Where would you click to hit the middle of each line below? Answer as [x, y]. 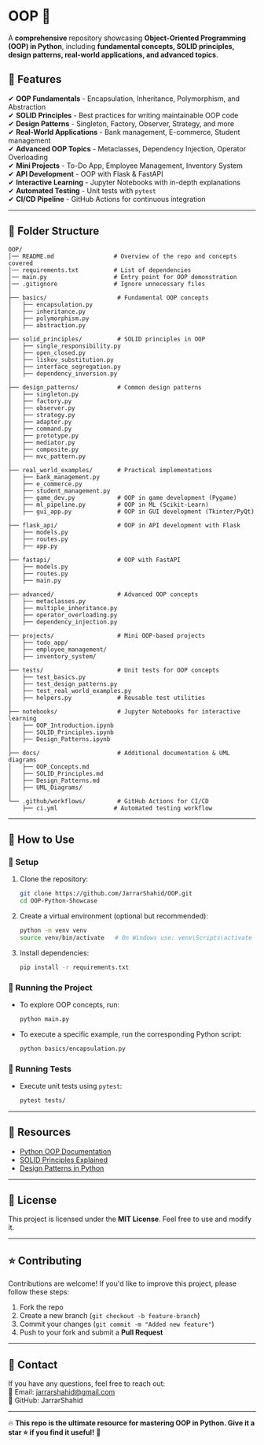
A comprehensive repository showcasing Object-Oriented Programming [127, 38]
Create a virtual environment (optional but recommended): [114, 916]
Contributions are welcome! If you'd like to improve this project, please [123, 1283]
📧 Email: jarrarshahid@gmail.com [62, 1392]
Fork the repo [42, 1307]
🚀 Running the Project [50, 987]
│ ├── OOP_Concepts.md [49, 767]
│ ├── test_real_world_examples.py [70, 691]
